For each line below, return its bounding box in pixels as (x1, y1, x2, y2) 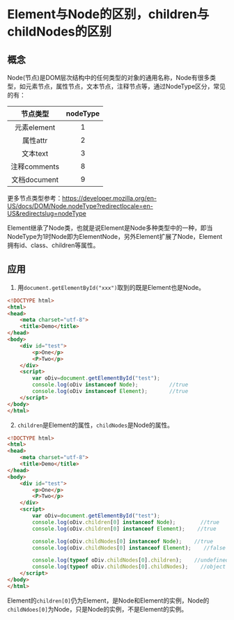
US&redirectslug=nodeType (7, 210, 87, 217)
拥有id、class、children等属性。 (7, 241, 100, 249)
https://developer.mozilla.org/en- (62, 194, 157, 202)
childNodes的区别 (7, 24, 112, 40)
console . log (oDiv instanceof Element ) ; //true (32, 388, 189, 395)
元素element (15, 123, 56, 132)
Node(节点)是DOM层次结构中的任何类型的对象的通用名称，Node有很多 (7, 74, 210, 82)
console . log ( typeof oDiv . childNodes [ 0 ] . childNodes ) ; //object (32, 564, 226, 571)
